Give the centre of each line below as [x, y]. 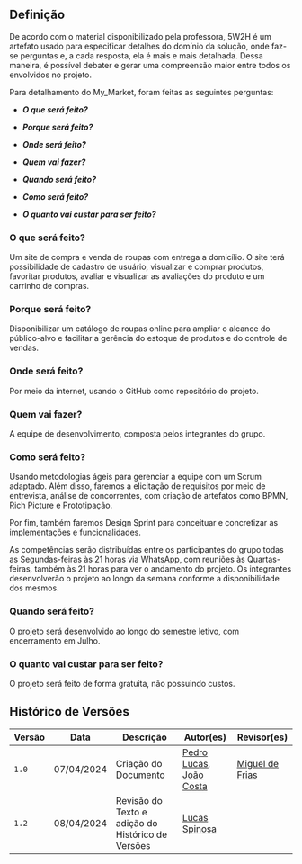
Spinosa [200, 829]
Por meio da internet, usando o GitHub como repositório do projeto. [134, 391]
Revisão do [139, 800]
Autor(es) [205, 737]
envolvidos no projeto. [51, 75]
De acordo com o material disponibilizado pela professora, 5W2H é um [141, 36]
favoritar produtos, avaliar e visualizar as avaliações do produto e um [137, 276]
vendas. [24, 348]
